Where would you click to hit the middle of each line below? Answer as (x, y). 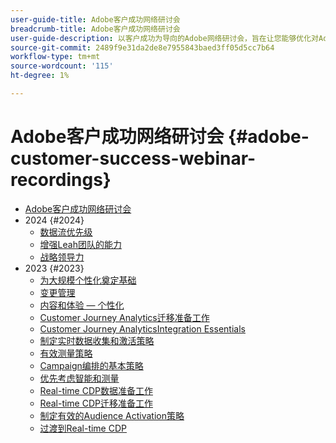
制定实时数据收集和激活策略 (97, 340)
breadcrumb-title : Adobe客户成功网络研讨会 (95, 29)
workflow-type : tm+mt (55, 57)
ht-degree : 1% (40, 76)
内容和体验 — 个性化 (82, 305)
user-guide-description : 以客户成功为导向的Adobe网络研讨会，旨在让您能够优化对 (165, 38)
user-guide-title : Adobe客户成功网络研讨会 (95, 19)
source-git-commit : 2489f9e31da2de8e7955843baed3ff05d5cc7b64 (142, 47)
